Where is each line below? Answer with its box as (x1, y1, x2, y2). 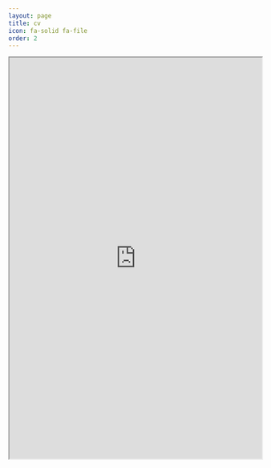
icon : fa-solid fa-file (8, 26, 88, 35)
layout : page (8, 11, 52, 20)
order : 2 (8, 34, 38, 43)
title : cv (8, 19, 42, 27)
